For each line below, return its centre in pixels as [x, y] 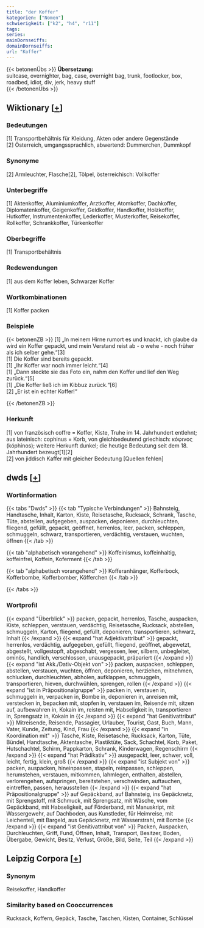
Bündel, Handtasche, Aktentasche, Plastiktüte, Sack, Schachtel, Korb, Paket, [102, 742]
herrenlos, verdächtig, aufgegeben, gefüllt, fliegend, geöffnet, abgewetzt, [99, 644]
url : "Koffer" [24, 52]
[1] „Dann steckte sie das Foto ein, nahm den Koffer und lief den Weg [93, 372]
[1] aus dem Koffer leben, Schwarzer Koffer [60, 281]
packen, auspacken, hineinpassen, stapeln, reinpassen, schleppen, [90, 768]
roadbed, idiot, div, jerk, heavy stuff [51, 82]
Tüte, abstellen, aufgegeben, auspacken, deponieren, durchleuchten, [93, 521]
